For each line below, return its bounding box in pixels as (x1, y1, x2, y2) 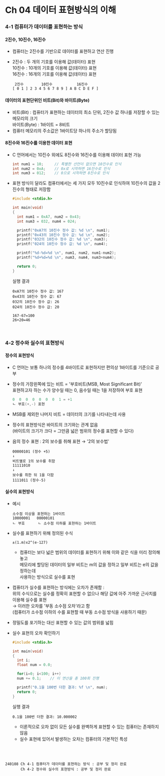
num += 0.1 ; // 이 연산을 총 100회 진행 (17, 676, 99, 681)
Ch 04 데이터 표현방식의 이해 (5, 4, 117, 16)
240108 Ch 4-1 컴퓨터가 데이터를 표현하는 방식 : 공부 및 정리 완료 (5, 761, 127, 767)
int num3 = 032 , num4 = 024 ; (17, 219, 77, 224)
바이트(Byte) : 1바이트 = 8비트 (12, 121, 70, 127)
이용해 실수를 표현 (12, 597, 47, 602)
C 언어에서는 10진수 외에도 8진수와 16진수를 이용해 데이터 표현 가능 (12, 151, 141, 158)
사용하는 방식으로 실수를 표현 (19, 574, 75, 580)
